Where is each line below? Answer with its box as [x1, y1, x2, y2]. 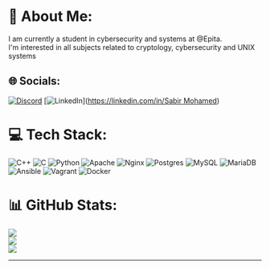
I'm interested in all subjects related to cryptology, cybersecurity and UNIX [8, 42, 256, 52]
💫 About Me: [8, 7, 93, 26]
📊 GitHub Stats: [8, 196, 118, 214]
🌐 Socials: [8, 74, 61, 88]
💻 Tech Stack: [8, 125, 108, 143]
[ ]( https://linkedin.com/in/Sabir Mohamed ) [43, 96, 219, 106]
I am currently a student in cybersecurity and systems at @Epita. [8, 34, 223, 43]
